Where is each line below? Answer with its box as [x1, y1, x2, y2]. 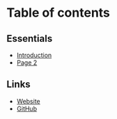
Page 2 [16, 58, 38, 67]
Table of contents [6, 5, 111, 21]
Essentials [6, 33, 53, 45]
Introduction [16, 51, 52, 59]
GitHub [16, 104, 38, 113]
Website [16, 97, 41, 105]
